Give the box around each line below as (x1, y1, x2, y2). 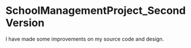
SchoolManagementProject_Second (5, 4, 186, 17)
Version (5, 16, 45, 29)
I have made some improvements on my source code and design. (5, 35, 164, 42)
